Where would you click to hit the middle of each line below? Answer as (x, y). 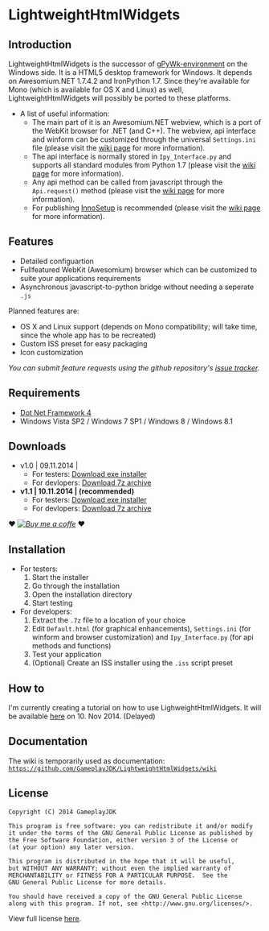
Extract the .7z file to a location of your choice (109, 620)
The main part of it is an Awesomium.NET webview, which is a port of (147, 122)
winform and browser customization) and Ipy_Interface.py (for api (143, 637)
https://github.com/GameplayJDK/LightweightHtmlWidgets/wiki (113, 768)
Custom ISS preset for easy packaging (84, 343)
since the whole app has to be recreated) (88, 335)
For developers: (46, 612)
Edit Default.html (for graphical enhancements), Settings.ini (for (141, 629)
